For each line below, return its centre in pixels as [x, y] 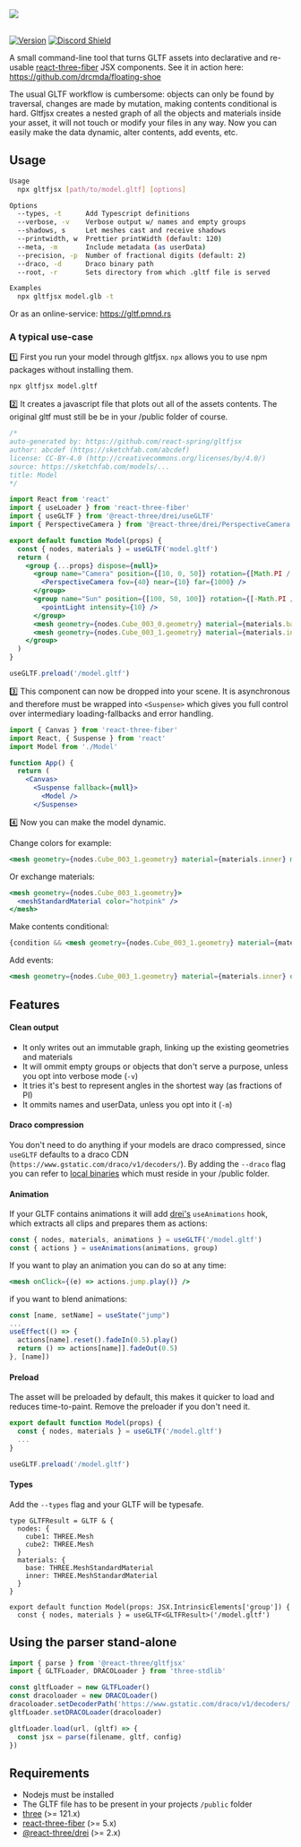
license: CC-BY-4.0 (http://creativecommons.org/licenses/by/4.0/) [138, 458]
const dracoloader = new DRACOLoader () [84, 1696]
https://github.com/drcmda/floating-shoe [85, 77]
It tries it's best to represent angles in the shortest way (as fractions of [152, 1085]
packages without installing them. [71, 370]
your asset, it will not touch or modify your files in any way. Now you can [143, 123]
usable [21, 67]
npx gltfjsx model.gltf [54, 386]
